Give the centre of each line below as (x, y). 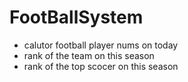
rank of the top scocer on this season (101, 66)
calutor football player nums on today (101, 45)
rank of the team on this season (89, 55)
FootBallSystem (76, 17)
